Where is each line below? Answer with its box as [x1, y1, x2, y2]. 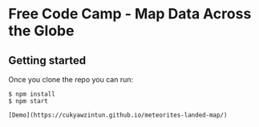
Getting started [8, 54, 87, 67]
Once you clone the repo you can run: [8, 75, 134, 84]
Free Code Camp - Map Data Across [8, 5, 252, 23]
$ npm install [8, 90, 56, 98]
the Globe [8, 22, 75, 40]
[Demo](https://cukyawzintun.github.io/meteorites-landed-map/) [8, 111, 228, 119]
